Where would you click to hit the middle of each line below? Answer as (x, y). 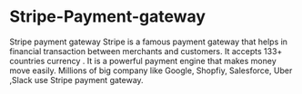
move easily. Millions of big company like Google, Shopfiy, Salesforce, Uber (151, 70)
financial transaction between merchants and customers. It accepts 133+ (146, 51)
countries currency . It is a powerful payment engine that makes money (143, 61)
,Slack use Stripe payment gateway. (76, 80)
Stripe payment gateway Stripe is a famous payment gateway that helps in (149, 42)
